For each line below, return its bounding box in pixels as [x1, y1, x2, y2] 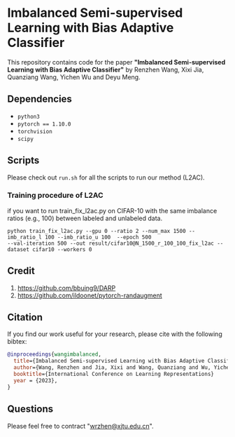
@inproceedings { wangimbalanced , [7, 351, 101, 358]
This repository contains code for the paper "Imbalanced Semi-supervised [7, 58, 226, 66]
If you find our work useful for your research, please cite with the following [7, 330, 222, 338]
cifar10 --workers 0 [32, 246, 92, 253]
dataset [7, 246, 30, 253]
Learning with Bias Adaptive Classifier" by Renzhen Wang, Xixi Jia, [7, 65, 204, 74]
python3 [17, 113, 40, 120]
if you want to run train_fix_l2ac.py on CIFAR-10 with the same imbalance [7, 206, 218, 215]
